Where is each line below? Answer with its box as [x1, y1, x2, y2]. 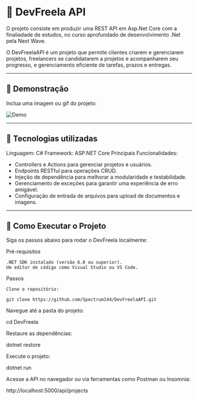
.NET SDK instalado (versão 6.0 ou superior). [6, 260, 123, 265]
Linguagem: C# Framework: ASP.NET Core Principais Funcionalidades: [6, 149, 178, 156]
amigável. [14, 186, 38, 193]
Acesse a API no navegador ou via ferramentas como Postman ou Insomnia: [6, 376, 191, 383]
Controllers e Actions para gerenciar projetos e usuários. [14, 160, 153, 168]
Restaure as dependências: [6, 330, 72, 337]
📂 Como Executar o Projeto [6, 221, 107, 231]
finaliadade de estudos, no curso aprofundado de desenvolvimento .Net [6, 31, 181, 38]
